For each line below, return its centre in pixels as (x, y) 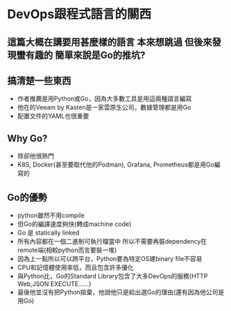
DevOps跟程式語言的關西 (79, 14)
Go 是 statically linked (48, 233)
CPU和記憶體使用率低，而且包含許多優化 (75, 267)
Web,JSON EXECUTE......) (54, 284)
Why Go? (27, 138)
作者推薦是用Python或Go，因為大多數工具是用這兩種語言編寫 (104, 99)
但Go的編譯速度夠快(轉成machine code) (74, 224)
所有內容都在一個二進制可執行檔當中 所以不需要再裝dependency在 (112, 242)
